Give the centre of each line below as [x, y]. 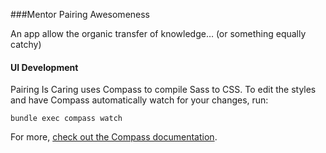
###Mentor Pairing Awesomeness [80, 14]
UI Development [44, 67]
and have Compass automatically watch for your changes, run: [139, 100]
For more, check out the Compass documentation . [114, 137]
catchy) [26, 44]
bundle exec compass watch [66, 119]
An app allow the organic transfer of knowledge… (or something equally [158, 33]
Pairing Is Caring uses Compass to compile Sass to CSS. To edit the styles [163, 90]
